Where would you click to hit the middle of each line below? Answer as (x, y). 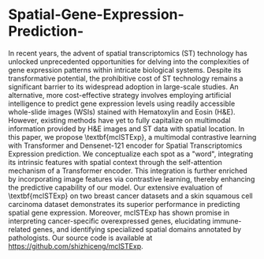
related (20, 229)
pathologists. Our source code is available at (80, 238)
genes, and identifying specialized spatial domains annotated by (137, 229)
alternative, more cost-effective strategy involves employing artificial (120, 95)
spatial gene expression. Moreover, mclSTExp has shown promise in (119, 212)
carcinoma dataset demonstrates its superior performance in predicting (124, 204)
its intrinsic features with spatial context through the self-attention (115, 162)
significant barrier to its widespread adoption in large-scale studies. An (123, 86)
